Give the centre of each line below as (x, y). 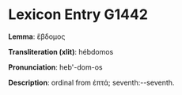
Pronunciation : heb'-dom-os (55, 67)
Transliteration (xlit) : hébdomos (61, 51)
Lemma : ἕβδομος (37, 36)
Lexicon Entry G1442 (78, 15)
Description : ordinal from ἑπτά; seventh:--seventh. (91, 82)
